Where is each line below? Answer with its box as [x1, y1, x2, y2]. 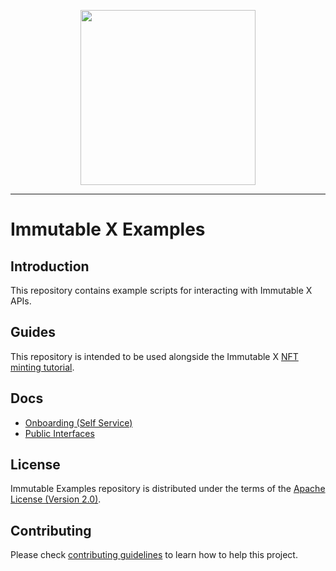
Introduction [10, 258, 90, 275]
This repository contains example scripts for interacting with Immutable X [10, 285, 313, 296]
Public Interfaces [24, 427, 95, 439]
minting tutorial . [10, 361, 75, 373]
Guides [10, 324, 57, 341]
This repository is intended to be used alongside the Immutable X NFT [10, 350, 299, 362]
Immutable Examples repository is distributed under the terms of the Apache [10, 483, 326, 495]
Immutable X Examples [10, 218, 206, 241]
